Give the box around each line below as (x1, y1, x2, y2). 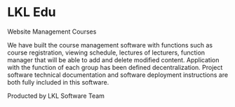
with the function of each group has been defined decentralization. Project (7, 63, 223, 71)
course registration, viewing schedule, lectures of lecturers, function (7, 48, 206, 57)
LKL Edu (7, 4, 56, 20)
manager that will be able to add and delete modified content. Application (7, 55, 220, 64)
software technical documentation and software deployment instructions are (7, 71, 229, 79)
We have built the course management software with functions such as (7, 41, 213, 49)
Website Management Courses (7, 27, 97, 36)
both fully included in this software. (7, 78, 109, 86)
